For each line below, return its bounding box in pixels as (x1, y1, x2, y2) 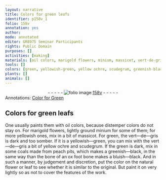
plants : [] (5, 72, 28, 76)
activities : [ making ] (5, 53, 50, 58)
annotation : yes (5, 26, 39, 31)
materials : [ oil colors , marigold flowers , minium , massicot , (5, 58, 136, 63)
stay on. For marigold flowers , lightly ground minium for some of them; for (5, 127, 156, 133)
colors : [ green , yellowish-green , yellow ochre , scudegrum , (5, 67, 132, 72)
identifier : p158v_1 (5, 16, 48, 21)
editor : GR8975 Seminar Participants (5, 39, 83, 44)
